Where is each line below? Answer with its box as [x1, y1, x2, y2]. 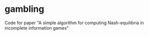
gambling [4, 3, 45, 15]
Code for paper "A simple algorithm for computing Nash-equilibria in [4, 20, 144, 26]
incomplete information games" [4, 25, 69, 31]
